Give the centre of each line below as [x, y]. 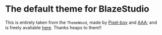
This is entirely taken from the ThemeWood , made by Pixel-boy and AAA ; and [81, 22]
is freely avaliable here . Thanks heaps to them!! [54, 27]
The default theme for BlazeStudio [77, 9]
